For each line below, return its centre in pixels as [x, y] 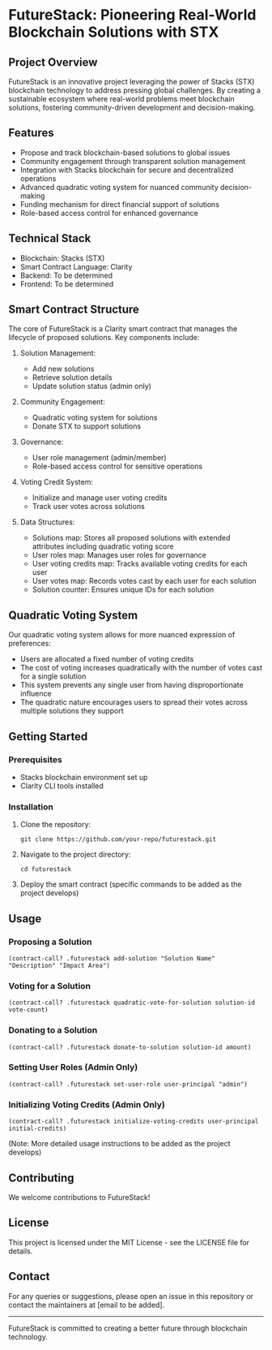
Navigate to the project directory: [75, 855]
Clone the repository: [55, 825]
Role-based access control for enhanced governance [109, 213]
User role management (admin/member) [100, 458]
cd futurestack [46, 869]
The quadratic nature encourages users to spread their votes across [134, 702]
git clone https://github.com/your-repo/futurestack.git [118, 839]
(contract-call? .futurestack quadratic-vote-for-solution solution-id [132, 1003]
